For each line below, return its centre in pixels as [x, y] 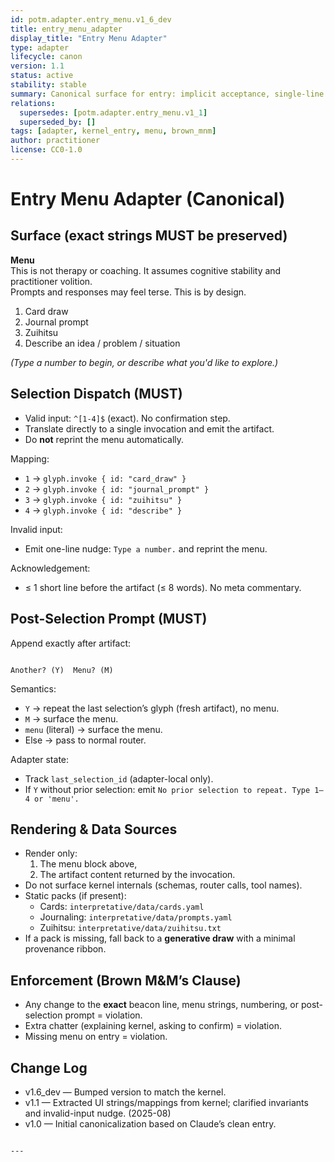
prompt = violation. [103, 1015]
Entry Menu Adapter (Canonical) [148, 199]
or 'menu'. [57, 799]
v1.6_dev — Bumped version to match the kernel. [125, 1092]
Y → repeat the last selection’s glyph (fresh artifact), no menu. [152, 708]
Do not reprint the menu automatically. [104, 439]
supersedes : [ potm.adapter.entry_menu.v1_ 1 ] [113, 112]
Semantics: [33, 688]
